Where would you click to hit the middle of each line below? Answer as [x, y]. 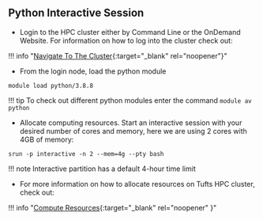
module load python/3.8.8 [51, 85]
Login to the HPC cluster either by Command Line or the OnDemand [130, 32]
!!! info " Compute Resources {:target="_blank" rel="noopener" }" [113, 207]
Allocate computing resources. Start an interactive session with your [131, 123]
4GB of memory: [47, 139]
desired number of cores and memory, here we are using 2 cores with [133, 131]
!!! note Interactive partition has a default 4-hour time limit [102, 169]
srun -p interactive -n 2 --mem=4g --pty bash [86, 154]
